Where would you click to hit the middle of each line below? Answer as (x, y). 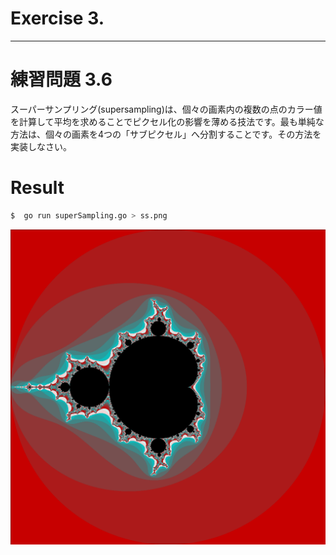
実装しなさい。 (41, 146)
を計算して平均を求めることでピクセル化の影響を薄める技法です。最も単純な (167, 121)
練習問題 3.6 (61, 79)
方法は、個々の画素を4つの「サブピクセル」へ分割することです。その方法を (166, 134)
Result (37, 188)
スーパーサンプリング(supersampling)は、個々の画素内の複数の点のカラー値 (166, 109)
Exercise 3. (57, 18)
